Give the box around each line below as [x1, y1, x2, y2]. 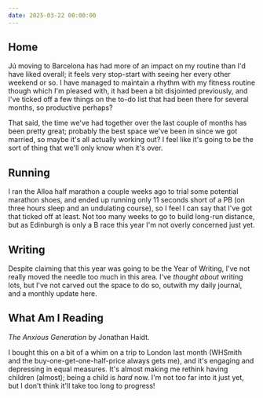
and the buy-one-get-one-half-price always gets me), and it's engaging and [8, 356, 254, 365]
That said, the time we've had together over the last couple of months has [8, 119, 247, 128]
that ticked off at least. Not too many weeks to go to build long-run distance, [8, 212, 255, 221]
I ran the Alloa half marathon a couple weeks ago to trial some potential [8, 187, 239, 196]
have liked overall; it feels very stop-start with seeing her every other [8, 70, 232, 79]
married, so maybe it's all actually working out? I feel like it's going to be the [8, 135, 254, 144]
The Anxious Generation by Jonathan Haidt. [8, 332, 151, 341]
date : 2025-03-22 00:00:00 [8, 11, 97, 20]
